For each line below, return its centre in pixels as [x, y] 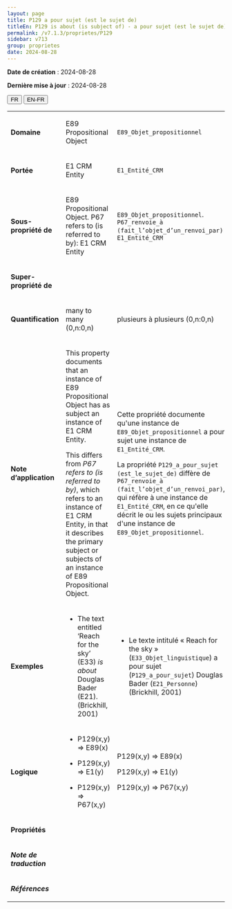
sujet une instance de [152, 440]
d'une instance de [146, 523]
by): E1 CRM [86, 243]
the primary [84, 541]
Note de [24, 854]
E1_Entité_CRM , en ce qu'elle [163, 506]
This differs [84, 455]
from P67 [81, 463]
